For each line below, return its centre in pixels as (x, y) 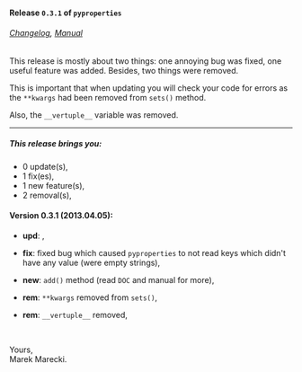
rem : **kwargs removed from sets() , (90, 297)
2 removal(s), (47, 195)
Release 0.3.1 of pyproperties (66, 13)
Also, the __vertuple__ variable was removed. (94, 115)
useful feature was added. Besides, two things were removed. (124, 70)
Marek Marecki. (38, 359)
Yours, (21, 350)
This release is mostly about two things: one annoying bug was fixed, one (146, 61)
